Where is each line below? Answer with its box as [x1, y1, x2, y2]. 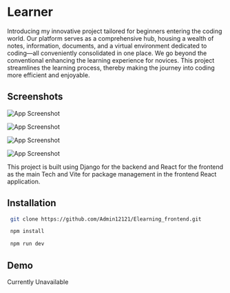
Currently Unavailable [7, 278, 69, 286]
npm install [10, 228, 45, 235]
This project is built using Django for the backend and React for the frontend [7, 163, 224, 171]
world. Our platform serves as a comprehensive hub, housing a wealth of [7, 34, 214, 42]
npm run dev [10, 241, 45, 247]
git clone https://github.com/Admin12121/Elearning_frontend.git [10, 215, 202, 223]
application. [7, 177, 41, 185]
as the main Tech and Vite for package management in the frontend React [7, 170, 217, 178]
